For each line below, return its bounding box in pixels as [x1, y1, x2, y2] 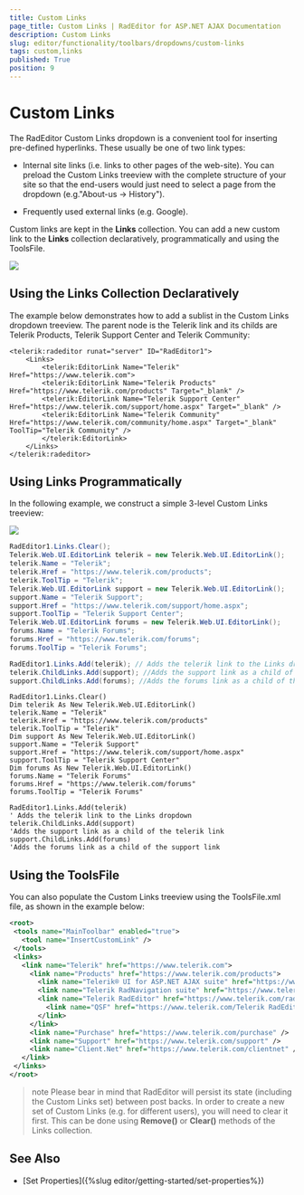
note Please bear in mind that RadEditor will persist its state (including [31, 1086, 292, 1097]
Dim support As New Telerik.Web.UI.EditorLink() [9, 732, 196, 742]
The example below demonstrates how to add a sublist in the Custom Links [9, 309, 290, 321]
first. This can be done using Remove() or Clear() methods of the [31, 1114, 276, 1126]
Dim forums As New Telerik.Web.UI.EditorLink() [9, 763, 193, 773]
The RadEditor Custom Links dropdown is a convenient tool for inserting [9, 132, 278, 143]
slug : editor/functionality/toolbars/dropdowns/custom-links [9, 38, 245, 48]
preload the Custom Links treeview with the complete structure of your [22, 169, 287, 180]
